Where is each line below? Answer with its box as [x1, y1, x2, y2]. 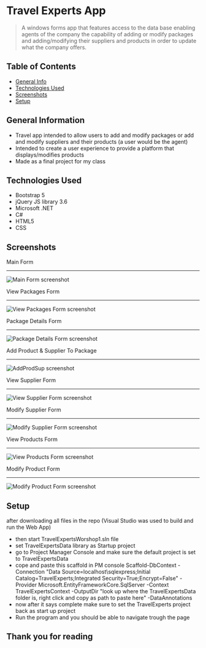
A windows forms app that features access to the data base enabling [21, 24, 196, 31]
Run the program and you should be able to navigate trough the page [15, 614, 190, 621]
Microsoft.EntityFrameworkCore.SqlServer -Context [38, 581, 169, 588]
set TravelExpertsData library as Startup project [15, 542, 136, 549]
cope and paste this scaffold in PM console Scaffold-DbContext [15, 561, 177, 569]
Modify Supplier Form [6, 406, 61, 413]
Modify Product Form [6, 465, 60, 473]
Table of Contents [6, 61, 77, 72]
